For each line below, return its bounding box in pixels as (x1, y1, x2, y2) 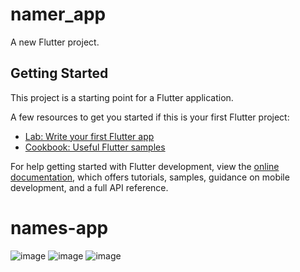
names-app (10, 216, 109, 239)
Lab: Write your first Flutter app (24, 130, 155, 142)
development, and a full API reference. (10, 181, 169, 193)
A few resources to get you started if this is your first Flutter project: (10, 111, 290, 123)
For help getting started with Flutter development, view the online (10, 160, 280, 172)
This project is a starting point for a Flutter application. (10, 91, 234, 103)
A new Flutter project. (10, 36, 100, 48)
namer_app (10, 3, 107, 26)
